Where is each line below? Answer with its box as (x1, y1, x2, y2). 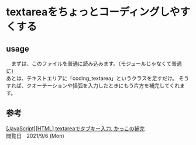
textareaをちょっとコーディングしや (6, 5, 180, 19)
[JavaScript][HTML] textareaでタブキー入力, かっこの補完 (6, 124, 145, 132)
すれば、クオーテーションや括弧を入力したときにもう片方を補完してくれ (6, 82, 180, 89)
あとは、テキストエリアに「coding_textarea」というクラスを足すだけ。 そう (6, 75, 190, 82)
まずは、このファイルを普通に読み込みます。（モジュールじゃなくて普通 (11, 60, 183, 67)
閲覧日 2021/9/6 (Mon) (6, 132, 64, 139)
